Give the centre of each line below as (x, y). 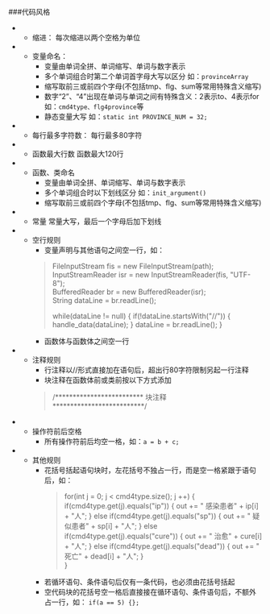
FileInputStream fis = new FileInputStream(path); (133, 266)
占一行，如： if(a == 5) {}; (91, 602)
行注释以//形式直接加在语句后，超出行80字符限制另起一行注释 (146, 370)
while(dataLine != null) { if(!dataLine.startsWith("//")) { (141, 316)
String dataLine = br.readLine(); (104, 300)
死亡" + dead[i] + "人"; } (104, 556)
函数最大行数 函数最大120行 (78, 154)
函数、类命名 (53, 172)
